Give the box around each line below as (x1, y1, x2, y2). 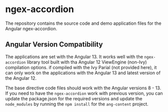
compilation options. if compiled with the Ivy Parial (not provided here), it (5, 64, 157, 70)
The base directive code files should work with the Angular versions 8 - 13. (5, 85, 161, 91)
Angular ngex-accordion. (5, 25, 57, 31)
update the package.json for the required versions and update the (5, 95, 143, 101)
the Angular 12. (5, 75, 37, 81)
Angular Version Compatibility (5, 40, 103, 49)
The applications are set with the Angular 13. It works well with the (5, 53, 143, 60)
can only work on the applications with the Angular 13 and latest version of (5, 70, 161, 76)
